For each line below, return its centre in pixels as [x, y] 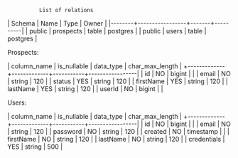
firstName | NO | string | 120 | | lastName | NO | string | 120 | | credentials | [116, 139]
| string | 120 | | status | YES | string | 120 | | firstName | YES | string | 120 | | [118, 81]
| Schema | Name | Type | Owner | [57, 23]
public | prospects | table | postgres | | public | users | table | [118, 31]
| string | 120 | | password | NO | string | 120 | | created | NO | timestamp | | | [118, 131]
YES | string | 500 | [35, 147]
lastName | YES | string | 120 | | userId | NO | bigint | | [85, 89]
